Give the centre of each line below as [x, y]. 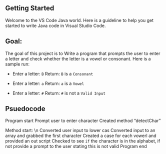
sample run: [17, 64]
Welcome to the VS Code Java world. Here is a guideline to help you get [79, 20]
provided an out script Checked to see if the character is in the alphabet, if [83, 141]
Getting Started [30, 8]
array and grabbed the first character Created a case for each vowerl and [81, 136]
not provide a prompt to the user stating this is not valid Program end [76, 146]
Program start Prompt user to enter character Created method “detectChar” [83, 121]
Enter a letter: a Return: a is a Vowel [48, 83]
